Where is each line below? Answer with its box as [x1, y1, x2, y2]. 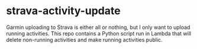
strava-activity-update [6, 4, 121, 18]
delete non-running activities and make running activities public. [6, 36, 163, 43]
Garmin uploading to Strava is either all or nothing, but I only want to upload [6, 24, 190, 31]
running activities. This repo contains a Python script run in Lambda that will [6, 30, 191, 37]
